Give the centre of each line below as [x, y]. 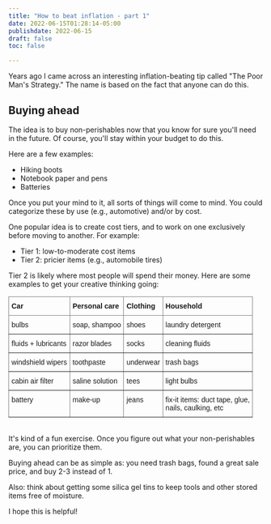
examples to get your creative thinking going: [84, 283]
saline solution [95, 381]
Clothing [141, 306]
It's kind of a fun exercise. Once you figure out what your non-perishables [131, 438]
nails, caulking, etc [195, 407]
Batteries [35, 186]
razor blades [92, 343]
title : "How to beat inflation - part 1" [79, 16]
